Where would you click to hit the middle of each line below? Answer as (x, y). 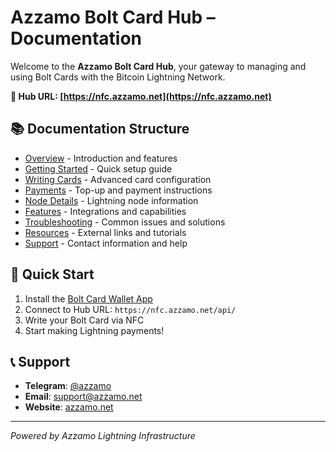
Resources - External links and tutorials (105, 232)
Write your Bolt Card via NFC (84, 320)
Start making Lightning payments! (94, 330)
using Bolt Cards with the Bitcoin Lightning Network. (118, 77)
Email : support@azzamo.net (83, 397)
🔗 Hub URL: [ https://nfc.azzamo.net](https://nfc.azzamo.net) (141, 96)
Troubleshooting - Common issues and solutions (125, 222)
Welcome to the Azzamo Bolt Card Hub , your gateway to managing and (158, 66)
